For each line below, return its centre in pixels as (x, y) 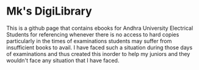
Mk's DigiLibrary (49, 11)
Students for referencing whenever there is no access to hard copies (93, 34)
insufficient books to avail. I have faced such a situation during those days (99, 47)
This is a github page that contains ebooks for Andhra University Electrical (100, 28)
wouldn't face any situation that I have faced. (63, 60)
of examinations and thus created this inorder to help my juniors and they (98, 54)
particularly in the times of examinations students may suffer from (89, 41)
